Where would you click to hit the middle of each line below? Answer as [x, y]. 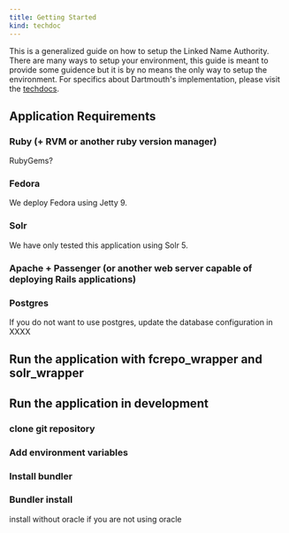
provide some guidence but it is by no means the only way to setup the [138, 70]
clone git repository [52, 429]
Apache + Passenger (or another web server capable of [131, 268]
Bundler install [41, 499]
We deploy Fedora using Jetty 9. [68, 203]
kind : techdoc [35, 26]
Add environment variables [68, 452]
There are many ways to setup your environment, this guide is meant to [139, 60]
